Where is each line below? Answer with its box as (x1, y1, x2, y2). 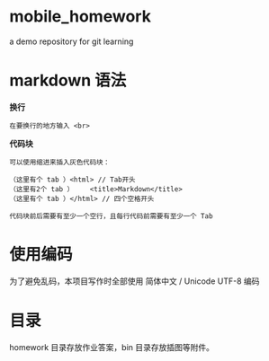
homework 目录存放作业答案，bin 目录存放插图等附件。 (9, 341, 214, 352)
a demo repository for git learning (9, 36, 134, 47)
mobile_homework (9, 6, 151, 27)
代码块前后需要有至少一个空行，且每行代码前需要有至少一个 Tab (9, 211, 213, 221)
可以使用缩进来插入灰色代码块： (9, 157, 111, 167)
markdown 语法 (9, 70, 127, 91)
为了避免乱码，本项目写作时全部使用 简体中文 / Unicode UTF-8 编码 (9, 276, 260, 286)
